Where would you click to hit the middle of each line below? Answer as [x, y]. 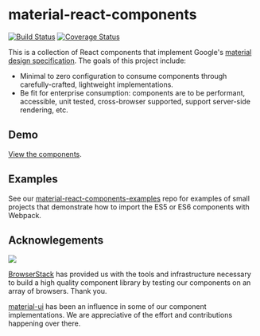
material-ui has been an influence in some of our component [107, 307]
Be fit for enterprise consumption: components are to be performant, [132, 92]
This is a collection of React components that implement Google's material [130, 52]
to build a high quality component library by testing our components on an [130, 283]
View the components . [45, 154]
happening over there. [45, 323]
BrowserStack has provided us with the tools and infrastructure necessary [130, 274]
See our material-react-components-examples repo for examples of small [129, 198]
